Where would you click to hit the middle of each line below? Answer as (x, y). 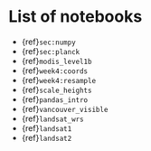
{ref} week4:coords (55, 71)
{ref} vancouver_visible (65, 109)
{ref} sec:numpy (48, 42)
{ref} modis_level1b (57, 61)
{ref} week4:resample (59, 80)
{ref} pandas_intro (55, 99)
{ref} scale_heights (57, 90)
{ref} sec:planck (51, 51)
